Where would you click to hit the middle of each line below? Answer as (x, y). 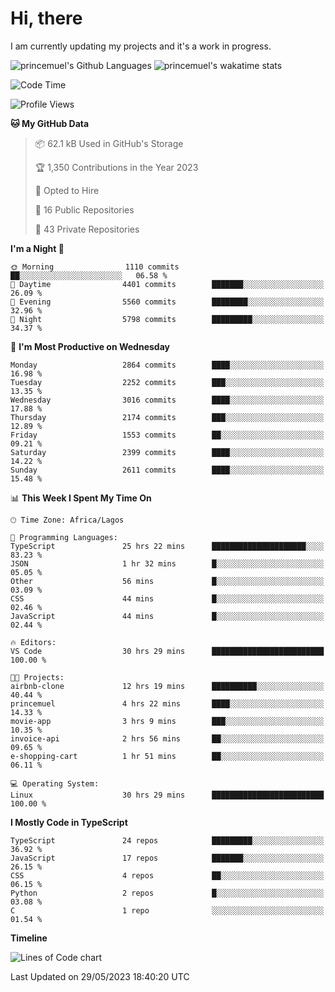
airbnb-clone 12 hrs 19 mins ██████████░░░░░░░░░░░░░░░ (167, 686)
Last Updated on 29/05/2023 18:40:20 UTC (100, 976)
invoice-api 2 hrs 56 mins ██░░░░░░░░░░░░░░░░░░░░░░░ (167, 738)
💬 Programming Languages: (64, 537)
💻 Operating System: (55, 783)
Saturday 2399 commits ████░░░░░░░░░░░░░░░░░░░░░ (167, 452)
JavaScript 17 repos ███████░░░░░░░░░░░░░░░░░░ (167, 858)
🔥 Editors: (33, 642)
